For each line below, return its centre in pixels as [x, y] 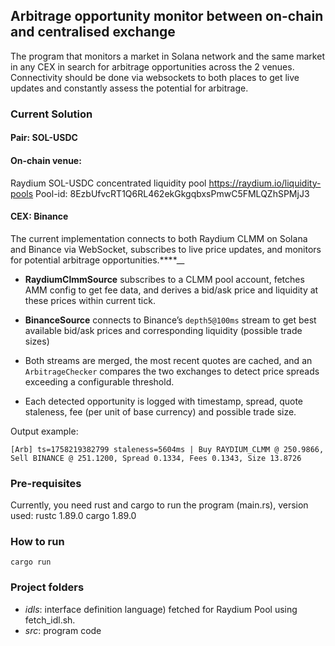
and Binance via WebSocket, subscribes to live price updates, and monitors [166, 249]
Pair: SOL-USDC [44, 138]
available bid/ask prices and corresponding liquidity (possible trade [163, 330]
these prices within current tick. [90, 300]
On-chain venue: [46, 160]
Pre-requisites [46, 483]
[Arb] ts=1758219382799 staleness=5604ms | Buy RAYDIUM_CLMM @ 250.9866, [167, 449]
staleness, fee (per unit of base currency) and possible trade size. [160, 411]
